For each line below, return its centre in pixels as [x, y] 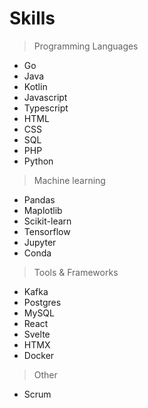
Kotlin [35, 86]
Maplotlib [43, 210]
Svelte [37, 334]
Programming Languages [86, 46]
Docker [39, 355]
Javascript [45, 97]
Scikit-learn [47, 221]
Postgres [42, 302]
